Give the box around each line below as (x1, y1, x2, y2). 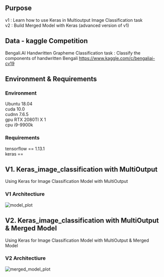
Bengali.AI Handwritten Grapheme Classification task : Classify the (5, 50, 141, 56)
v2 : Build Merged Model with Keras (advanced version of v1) (5, 22, 129, 28)
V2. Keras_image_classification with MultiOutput (5, 217, 159, 225)
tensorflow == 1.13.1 (5, 146, 45, 152)
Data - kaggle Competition (5, 37, 88, 45)
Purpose (5, 4, 32, 12)
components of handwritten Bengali (5, 55, 78, 61)
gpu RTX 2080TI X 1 (5, 116, 46, 123)
